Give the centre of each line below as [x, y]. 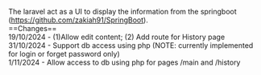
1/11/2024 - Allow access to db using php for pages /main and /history [124, 62]
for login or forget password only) [64, 54]
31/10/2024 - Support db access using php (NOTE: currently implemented [131, 45]
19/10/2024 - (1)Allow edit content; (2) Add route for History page [117, 37]
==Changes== [33, 28]
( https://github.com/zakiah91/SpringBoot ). [79, 20]
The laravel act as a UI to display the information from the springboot [123, 12]
